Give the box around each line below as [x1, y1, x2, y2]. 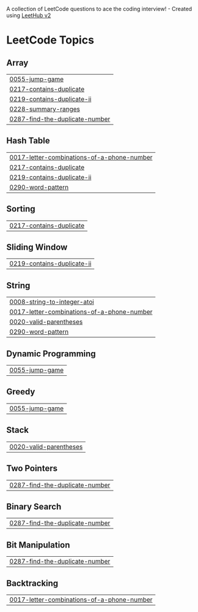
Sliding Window [6, 242, 68, 253]
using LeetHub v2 [6, 12, 51, 19]
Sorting [6, 204, 35, 214]
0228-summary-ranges [9, 105, 81, 113]
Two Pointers [6, 463, 58, 474]
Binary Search [6, 501, 62, 511]
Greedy [6, 386, 35, 397]
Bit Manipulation [6, 540, 70, 550]
